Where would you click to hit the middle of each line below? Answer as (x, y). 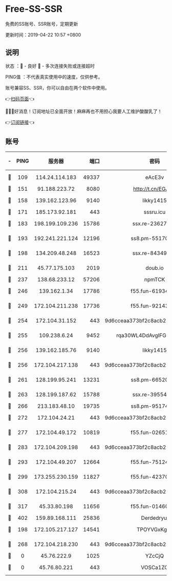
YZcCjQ (155, 556)
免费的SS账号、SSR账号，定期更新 (42, 24)
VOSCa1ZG (155, 567)
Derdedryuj (155, 518)
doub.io (155, 268)
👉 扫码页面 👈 (20, 99)
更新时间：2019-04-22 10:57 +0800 (43, 34)
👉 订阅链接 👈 (20, 122)
